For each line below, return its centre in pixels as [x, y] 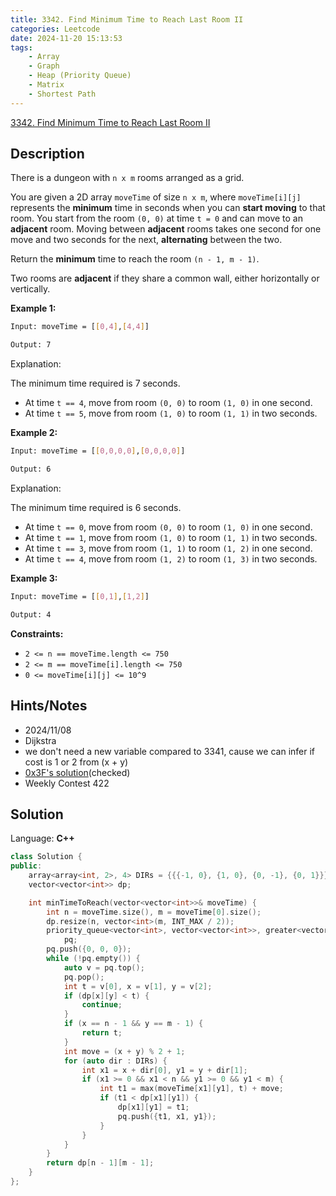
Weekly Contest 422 [67, 783]
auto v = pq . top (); [104, 967]
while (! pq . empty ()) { [93, 959]
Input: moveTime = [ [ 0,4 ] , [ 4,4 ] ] [80, 327]
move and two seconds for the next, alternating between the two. [146, 240]
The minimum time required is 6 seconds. [96, 507]
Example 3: [34, 578]
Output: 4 [31, 614]
